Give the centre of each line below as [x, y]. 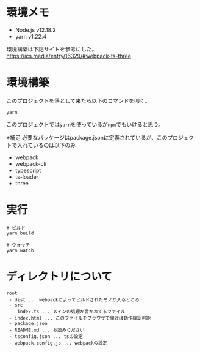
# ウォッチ [18, 245]
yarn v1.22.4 [31, 36]
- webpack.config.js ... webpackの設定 [58, 343]
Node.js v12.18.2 [35, 30]
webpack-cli [31, 163]
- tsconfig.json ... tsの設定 [46, 336]
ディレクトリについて [59, 277]
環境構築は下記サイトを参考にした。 [52, 49]
